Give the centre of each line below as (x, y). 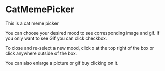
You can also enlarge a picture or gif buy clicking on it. (62, 63)
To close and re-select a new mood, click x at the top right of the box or (80, 48)
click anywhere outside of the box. (41, 53)
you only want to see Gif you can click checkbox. (56, 38)
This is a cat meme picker (32, 23)
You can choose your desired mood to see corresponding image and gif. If (82, 33)
